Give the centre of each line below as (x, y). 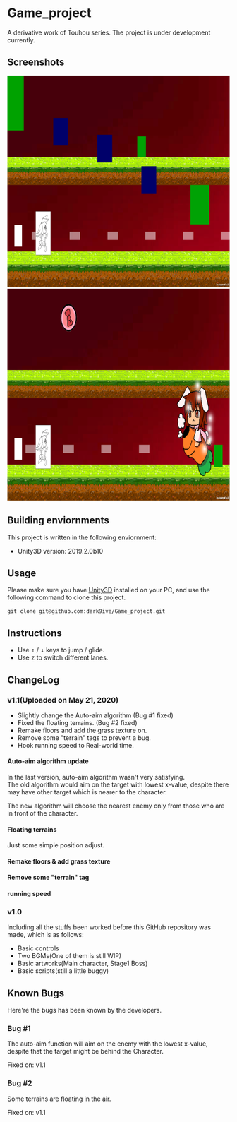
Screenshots (36, 62)
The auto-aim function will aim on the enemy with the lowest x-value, (108, 1044)
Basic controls (38, 948)
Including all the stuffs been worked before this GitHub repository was (109, 927)
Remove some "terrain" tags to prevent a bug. (84, 738)
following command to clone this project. (66, 597)
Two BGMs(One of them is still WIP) (69, 956)
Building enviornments (58, 520)
